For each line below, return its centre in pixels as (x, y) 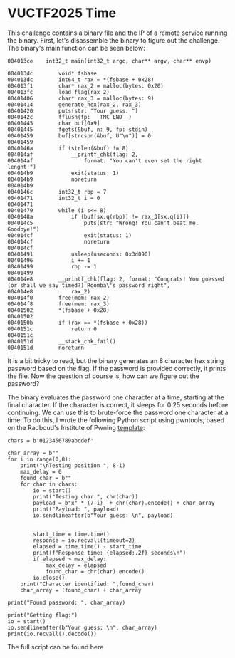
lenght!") (22, 167)
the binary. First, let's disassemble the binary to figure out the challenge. (114, 40)
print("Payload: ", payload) (76, 509)
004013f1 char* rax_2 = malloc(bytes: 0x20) (85, 86)
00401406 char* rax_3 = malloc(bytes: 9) (81, 98)
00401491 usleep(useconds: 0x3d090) (79, 254)
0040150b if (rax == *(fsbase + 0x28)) (78, 323)
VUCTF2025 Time (62, 13)
